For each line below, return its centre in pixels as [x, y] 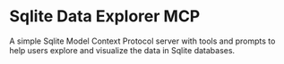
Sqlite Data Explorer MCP [105, 16]
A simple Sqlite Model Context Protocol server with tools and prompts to [142, 41]
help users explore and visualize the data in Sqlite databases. [122, 50]
